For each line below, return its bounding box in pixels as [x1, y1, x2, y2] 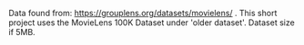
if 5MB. [8, 27, 35, 37]
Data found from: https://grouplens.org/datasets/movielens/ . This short [8, 8, 278, 18]
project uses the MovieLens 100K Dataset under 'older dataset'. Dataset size [8, 17, 295, 28]
